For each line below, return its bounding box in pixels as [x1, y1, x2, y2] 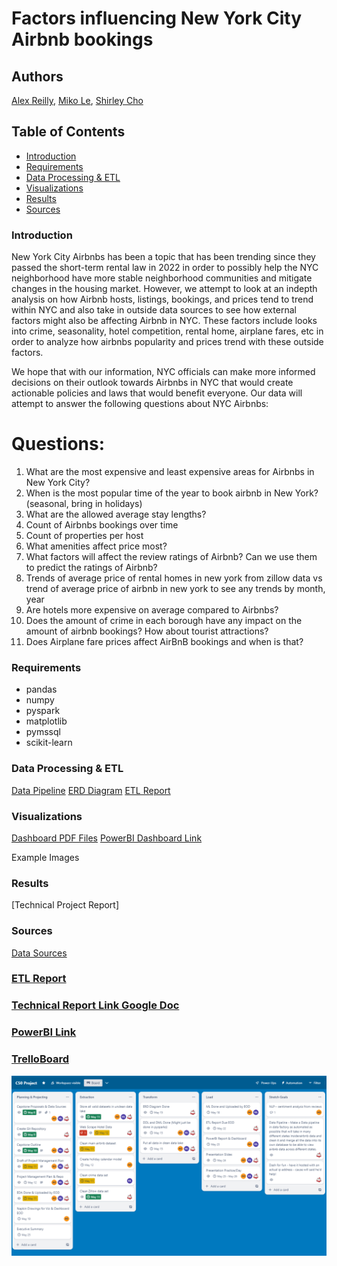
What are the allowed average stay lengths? [25, 508, 207, 521]
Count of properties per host [25, 530, 144, 542]
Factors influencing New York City [11, 7, 303, 30]
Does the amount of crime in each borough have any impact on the [25, 615, 303, 627]
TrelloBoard [11, 1052, 69, 1066]
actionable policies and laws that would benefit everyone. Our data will [11, 387, 303, 399]
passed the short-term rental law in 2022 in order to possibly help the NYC [11, 262, 319, 274]
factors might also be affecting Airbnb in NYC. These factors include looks [11, 315, 318, 327]
